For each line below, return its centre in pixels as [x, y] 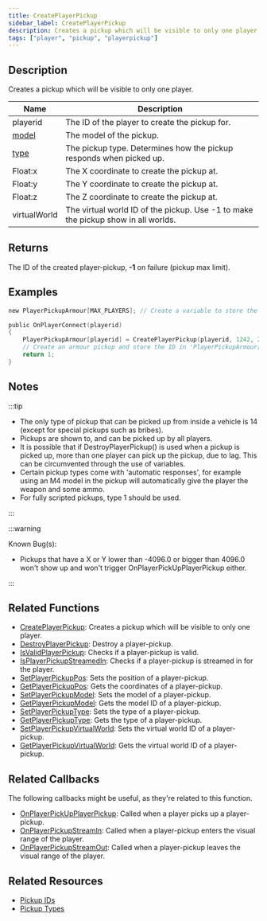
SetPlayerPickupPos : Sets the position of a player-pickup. [114, 678]
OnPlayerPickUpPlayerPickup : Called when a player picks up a [122, 814]
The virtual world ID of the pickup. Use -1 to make [159, 210]
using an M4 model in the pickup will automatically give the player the [134, 480]
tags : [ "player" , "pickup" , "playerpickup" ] [83, 38]
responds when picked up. [115, 158]
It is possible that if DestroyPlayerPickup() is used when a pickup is [130, 447]
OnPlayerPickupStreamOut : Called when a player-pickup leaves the [130, 848]
